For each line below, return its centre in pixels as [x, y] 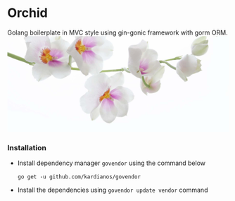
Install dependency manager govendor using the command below [112, 163]
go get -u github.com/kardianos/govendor [79, 177]
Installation [27, 147]
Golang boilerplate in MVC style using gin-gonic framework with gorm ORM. [118, 32]
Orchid [27, 13]
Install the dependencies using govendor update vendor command [113, 190]
